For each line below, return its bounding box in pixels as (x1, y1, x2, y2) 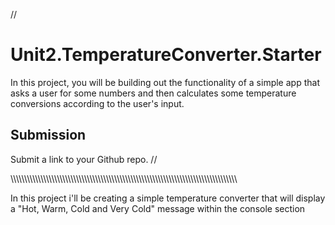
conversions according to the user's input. (10, 97, 185, 109)
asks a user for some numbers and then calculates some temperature (10, 87, 297, 99)
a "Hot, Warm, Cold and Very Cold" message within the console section (10, 202, 306, 214)
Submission (10, 127, 87, 144)
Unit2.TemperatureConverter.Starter (10, 44, 322, 66)
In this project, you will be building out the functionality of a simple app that (10, 76, 320, 88)
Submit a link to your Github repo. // (10, 153, 158, 165)
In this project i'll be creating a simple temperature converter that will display (10, 192, 326, 204)
